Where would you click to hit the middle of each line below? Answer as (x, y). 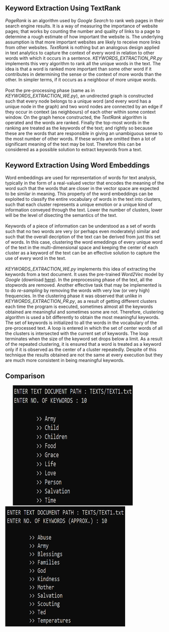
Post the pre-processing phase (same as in (50, 90)
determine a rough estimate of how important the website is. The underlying (84, 36)
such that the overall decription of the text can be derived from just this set (83, 237)
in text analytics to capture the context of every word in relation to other (80, 53)
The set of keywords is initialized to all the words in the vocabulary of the (81, 323)
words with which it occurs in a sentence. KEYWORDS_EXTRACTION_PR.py (84, 58)
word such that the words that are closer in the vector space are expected (82, 188)
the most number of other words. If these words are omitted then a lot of (80, 139)
